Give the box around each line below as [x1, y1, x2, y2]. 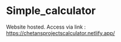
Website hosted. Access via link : [6, 23, 86, 30]
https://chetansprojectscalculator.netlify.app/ [6, 29, 116, 36]
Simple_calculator [6, 4, 96, 17]
